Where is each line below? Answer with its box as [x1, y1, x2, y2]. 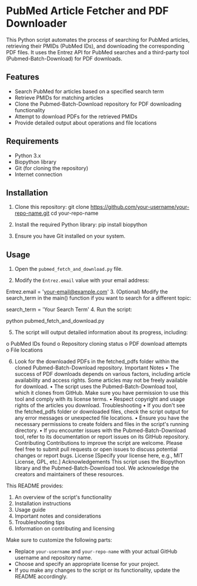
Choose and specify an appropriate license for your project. [14, 561, 160, 568]
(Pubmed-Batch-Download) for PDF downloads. [6, 55, 122, 62]
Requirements [6, 136, 59, 146]
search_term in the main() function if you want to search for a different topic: [6, 294, 192, 302]
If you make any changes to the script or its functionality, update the [14, 567, 181, 574]
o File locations [6, 346, 43, 353]
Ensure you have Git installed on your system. [14, 233, 126, 240]
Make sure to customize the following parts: [6, 536, 112, 544]
